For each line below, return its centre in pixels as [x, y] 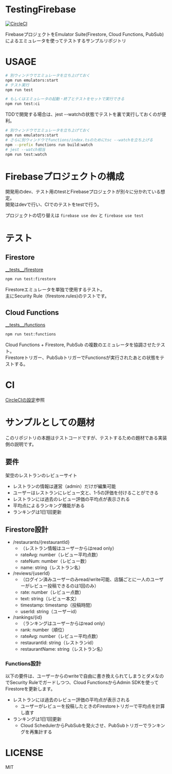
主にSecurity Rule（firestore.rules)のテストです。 [57, 296]
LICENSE [24, 753]
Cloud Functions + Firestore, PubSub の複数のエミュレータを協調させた [81, 345]
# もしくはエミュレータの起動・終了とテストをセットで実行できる [65, 99]
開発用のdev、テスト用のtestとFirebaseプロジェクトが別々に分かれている [83, 192]
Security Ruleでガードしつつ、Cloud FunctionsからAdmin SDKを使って [84, 682]
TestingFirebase [41, 10]
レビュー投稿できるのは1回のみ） [64, 586]
